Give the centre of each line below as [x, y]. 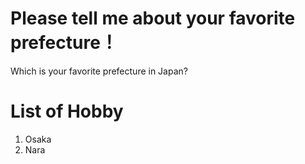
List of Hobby [67, 111]
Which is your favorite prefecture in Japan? [99, 71]
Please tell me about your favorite [153, 18]
